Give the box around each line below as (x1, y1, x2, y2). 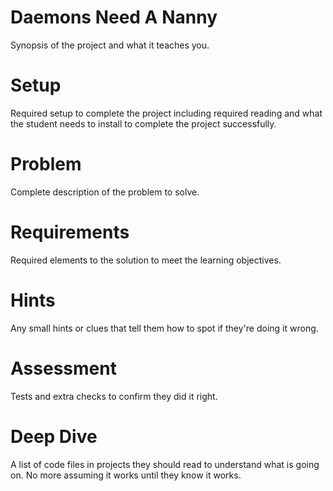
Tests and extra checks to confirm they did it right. (10, 390, 218, 402)
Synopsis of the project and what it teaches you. (10, 39, 210, 51)
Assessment (10, 357, 117, 380)
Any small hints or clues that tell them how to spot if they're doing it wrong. (10, 322, 319, 334)
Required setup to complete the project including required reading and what (10, 107, 323, 119)
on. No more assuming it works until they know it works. (10, 469, 242, 481)
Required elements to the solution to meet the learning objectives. (10, 254, 282, 266)
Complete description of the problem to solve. (10, 186, 200, 198)
